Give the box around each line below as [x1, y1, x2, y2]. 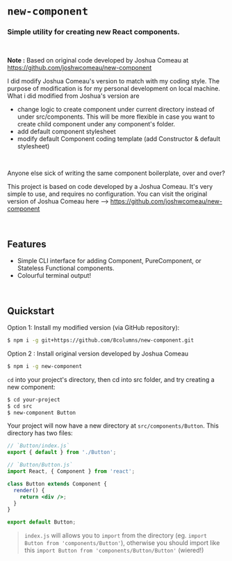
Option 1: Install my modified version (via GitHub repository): [7, 324, 180, 332]
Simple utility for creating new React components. [7, 27, 181, 37]
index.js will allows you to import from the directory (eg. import [24, 531, 207, 539]
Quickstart [7, 305, 55, 317]
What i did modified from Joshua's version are [7, 92, 140, 100]
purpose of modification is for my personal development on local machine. [7, 85, 221, 93]
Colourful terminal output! [17, 271, 92, 280]
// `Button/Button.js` [7, 462, 73, 469]
